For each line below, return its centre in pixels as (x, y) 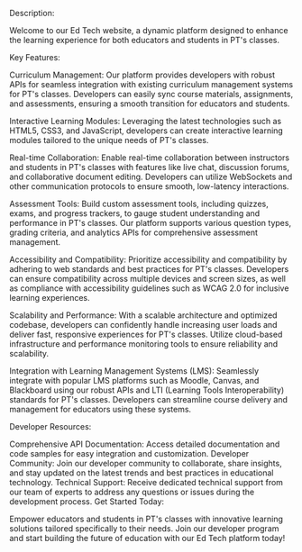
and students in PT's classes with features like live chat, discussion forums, (150, 167)
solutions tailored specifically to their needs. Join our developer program (144, 529)
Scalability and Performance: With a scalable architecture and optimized (143, 315)
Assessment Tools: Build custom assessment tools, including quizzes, (139, 204)
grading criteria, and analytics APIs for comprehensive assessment (134, 232)
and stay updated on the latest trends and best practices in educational (142, 473)
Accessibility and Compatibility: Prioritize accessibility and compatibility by (148, 259)
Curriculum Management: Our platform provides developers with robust (142, 75)
